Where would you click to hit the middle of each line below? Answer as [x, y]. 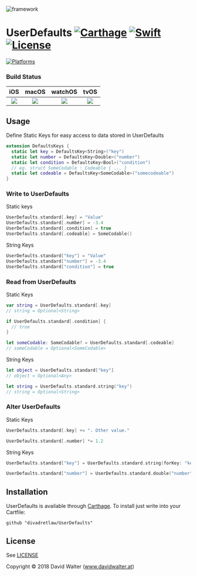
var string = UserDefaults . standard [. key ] [59, 305]
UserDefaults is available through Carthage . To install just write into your [94, 506]
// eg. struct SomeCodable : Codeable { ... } [69, 168]
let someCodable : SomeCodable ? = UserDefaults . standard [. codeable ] [90, 343]
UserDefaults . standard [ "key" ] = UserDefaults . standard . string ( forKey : [94, 463]
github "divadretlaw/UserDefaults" [50, 523]
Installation [27, 492]
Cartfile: [16, 512]
